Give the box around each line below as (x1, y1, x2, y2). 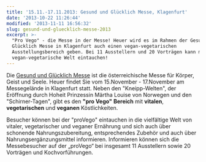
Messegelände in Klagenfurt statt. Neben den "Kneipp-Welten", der (6, 84, 177, 92)
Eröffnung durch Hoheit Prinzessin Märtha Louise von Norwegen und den (6, 91, 192, 98)
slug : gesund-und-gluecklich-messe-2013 (6, 26, 112, 33)
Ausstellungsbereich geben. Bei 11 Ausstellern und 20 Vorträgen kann (12, 49, 196, 55)
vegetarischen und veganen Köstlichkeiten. (6, 104, 118, 111)
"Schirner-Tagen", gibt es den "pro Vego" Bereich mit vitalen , (6, 98, 164, 105)
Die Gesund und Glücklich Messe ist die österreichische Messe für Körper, (6, 71, 194, 79)
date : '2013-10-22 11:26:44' (6, 15, 81, 21)
